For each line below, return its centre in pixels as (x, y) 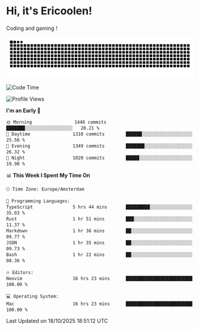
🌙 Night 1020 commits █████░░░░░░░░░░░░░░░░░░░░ (99, 158)
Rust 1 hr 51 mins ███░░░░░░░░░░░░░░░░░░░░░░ (99, 219)
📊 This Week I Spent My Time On (48, 175)
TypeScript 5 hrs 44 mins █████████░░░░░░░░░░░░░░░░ (99, 207)
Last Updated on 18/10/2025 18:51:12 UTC (57, 320)
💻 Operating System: (33, 296)
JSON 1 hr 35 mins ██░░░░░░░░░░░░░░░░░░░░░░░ (99, 242)
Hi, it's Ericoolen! (49, 11)
